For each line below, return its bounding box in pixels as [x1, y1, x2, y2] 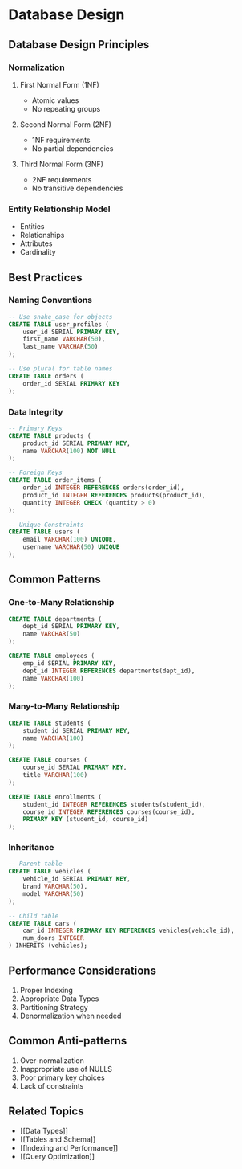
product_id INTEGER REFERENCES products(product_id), [22, 491, 206, 499]
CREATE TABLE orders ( [8, 372, 84, 380]
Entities [19, 222, 45, 231]
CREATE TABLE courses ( [8, 756, 88, 764]
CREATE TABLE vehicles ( [8, 868, 91, 876]
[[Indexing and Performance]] [19, 1142, 119, 1152]
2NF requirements [31, 174, 92, 184]
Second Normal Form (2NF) [19, 119, 112, 129]
